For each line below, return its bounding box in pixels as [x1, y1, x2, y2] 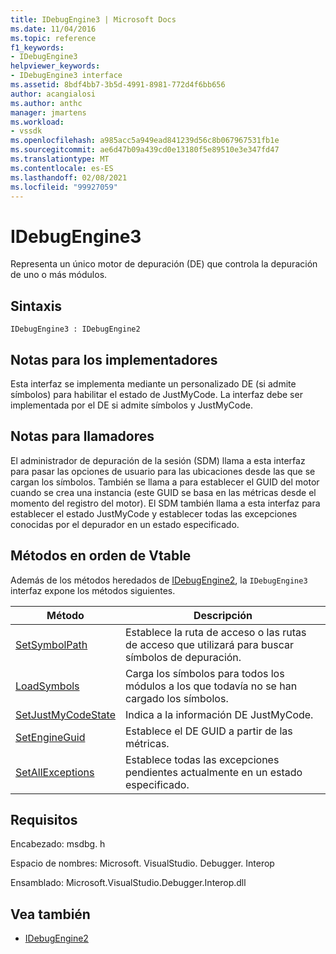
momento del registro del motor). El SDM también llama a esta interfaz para [10, 497, 321, 509]
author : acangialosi [10, 89, 97, 99]
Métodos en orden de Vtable [10, 547, 192, 565]
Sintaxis [10, 297, 63, 315]
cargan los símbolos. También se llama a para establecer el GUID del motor [10, 476, 320, 488]
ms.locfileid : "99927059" [10, 182, 118, 192]
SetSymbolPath [15, 637, 88, 651]
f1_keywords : [10, 42, 65, 53]
